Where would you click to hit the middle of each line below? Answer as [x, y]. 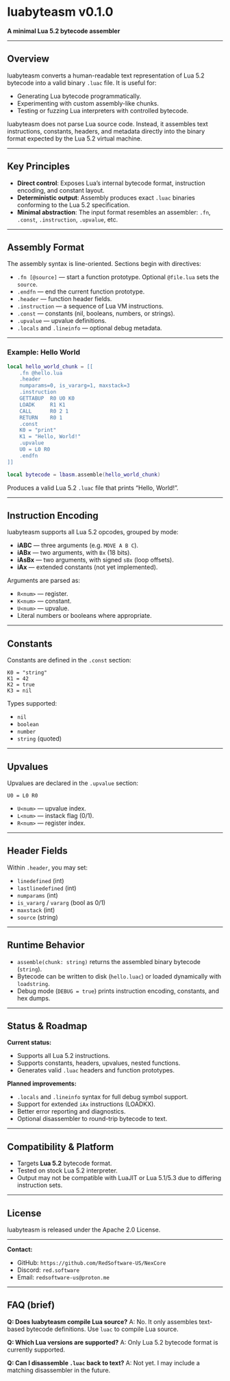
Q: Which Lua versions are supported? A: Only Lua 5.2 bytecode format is [113, 1342]
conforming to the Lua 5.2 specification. [73, 205]
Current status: [29, 1042]
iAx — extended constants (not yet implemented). [87, 567]
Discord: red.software [48, 1270]
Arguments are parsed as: [44, 581]
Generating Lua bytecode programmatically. [79, 96]
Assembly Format [46, 247]
